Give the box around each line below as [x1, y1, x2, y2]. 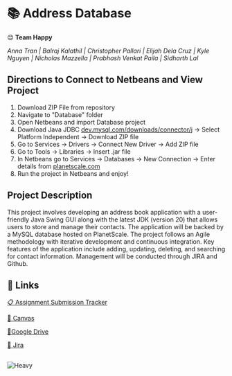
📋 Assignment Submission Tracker [7, 298, 108, 307]
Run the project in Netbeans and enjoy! [17, 169, 130, 177]
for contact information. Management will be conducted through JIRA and [7, 252, 218, 260]
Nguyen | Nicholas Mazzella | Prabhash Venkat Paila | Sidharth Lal [7, 53, 199, 62]
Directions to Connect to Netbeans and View [7, 74, 203, 86]
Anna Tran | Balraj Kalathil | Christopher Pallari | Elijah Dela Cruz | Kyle [7, 46, 210, 55]
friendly [7, 215, 30, 224]
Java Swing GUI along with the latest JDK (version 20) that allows [30, 215, 218, 224]
